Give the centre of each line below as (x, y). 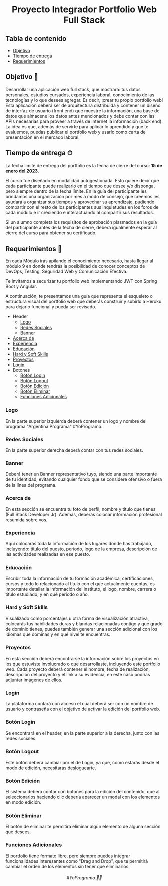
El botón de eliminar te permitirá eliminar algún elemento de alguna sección (83, 827)
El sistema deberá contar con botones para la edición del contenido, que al (82, 792)
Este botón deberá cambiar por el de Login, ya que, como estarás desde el (82, 762)
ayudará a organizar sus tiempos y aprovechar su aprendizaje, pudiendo (80, 202)
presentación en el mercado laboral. (43, 137)
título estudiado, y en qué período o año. (47, 594)
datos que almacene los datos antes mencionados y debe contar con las (80, 116)
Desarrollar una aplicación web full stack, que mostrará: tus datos (73, 89)
